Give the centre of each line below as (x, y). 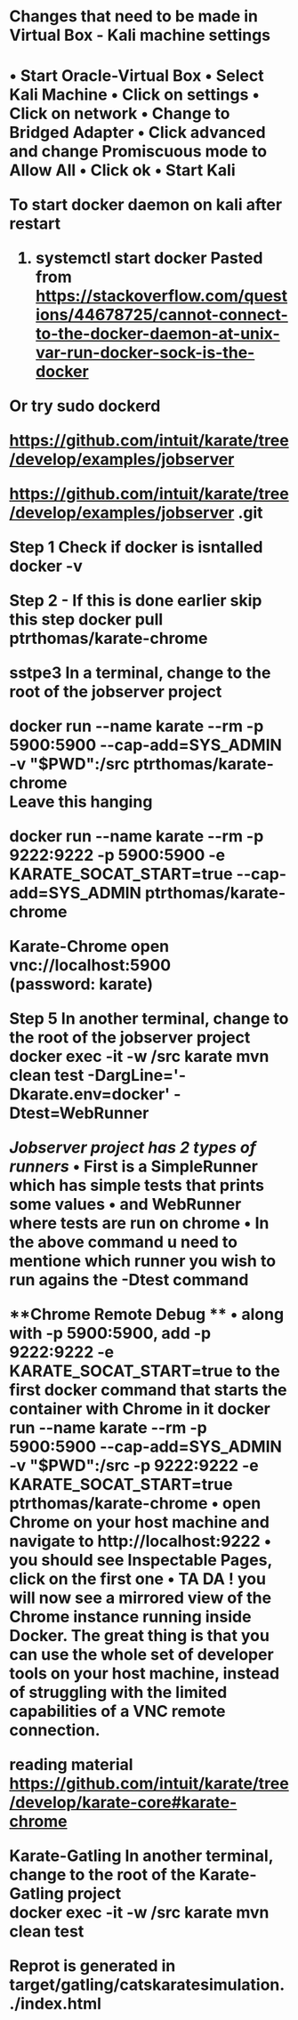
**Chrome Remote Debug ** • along (147, 1315)
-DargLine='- (137, 1076)
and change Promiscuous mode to (138, 152)
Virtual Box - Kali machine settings (140, 35)
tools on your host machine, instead (145, 1674)
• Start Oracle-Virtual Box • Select (137, 76)
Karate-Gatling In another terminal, (141, 1856)
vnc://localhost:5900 (90, 966)
